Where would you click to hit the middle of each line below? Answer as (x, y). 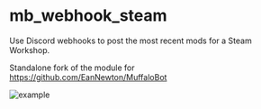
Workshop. (30, 50)
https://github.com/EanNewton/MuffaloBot (88, 77)
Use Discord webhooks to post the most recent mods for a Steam (130, 41)
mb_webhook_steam (89, 16)
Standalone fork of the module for (72, 68)
